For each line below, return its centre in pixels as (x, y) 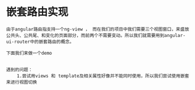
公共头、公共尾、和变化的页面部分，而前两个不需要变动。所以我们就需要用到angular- (96, 35)
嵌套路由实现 (38, 12)
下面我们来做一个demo (29, 53)
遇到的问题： (19, 69)
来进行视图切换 (22, 82)
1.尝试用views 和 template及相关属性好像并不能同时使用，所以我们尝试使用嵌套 (103, 76)
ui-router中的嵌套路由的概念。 (40, 42)
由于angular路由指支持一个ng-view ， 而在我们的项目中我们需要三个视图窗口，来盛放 (98, 29)
